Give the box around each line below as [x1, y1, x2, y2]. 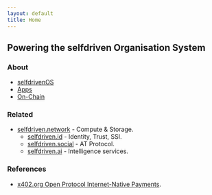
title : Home [7, 16, 41, 23]
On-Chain [16, 93, 45, 101]
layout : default [7, 10, 54, 17]
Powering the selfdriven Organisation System [7, 42, 206, 54]
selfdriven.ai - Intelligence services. [27, 147, 129, 155]
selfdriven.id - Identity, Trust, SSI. [27, 133, 122, 141]
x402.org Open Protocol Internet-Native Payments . [16, 180, 161, 188]
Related [7, 110, 34, 119]
